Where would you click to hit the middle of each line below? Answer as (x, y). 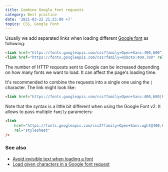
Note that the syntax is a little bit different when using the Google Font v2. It (83, 106)
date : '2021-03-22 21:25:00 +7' (39, 19)
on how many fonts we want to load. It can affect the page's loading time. (81, 72)
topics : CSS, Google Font (32, 24)
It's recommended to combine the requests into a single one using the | (79, 82)
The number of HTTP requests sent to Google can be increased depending (82, 67)
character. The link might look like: (40, 88)
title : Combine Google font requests (44, 10)
